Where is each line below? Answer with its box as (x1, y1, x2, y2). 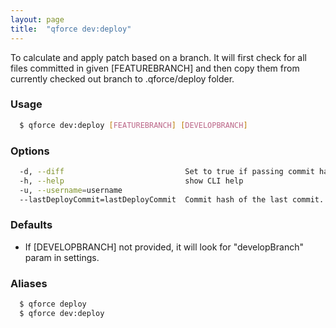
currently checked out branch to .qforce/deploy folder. (10, 72, 235, 85)
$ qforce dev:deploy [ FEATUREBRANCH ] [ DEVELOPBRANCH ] (19, 120, 248, 130)
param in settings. (24, 251, 100, 263)
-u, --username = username (19, 185, 123, 195)
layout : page (10, 14, 65, 25)
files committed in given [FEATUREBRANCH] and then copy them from (10, 62, 300, 74)
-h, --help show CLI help (19, 176, 244, 186)
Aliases (10, 276, 48, 290)
